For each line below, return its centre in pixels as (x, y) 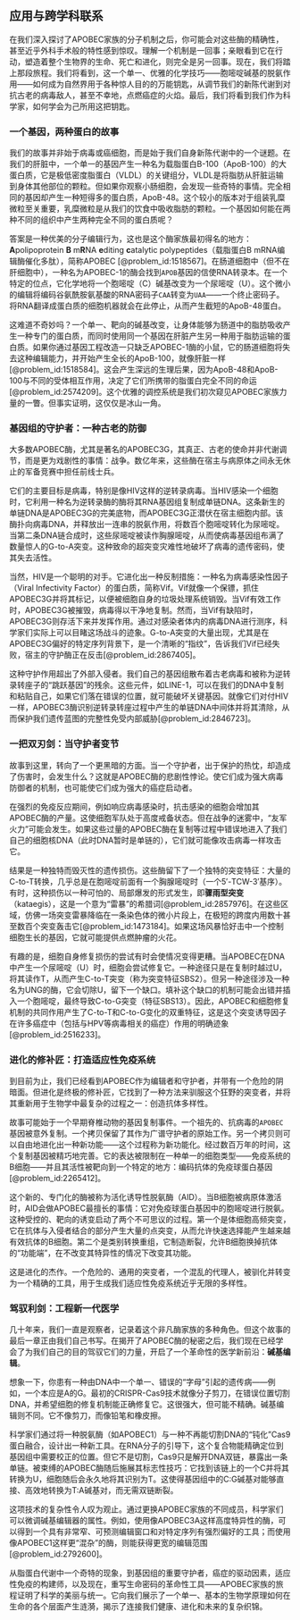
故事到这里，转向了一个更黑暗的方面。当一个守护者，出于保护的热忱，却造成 (150, 765)
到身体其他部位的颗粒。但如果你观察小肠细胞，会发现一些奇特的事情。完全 (146, 187)
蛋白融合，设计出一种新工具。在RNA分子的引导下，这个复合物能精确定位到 (146, 1446)
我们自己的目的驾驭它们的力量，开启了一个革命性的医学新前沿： (150, 1352)
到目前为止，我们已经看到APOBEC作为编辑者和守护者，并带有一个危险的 (143, 1081)
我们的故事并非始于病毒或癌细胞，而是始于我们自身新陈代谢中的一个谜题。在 (150, 153)
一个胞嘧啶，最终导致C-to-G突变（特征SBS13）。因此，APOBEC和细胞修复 (153, 1001)
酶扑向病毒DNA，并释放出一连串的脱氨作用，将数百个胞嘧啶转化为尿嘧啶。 (147, 525)
